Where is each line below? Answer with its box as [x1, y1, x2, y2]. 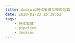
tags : [5, 16, 16, 21]
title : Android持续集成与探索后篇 [5, 7, 70, 12]
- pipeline [14, 26, 37, 31]
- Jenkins [14, 30, 35, 35]
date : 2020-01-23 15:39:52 [5, 12, 61, 17]
